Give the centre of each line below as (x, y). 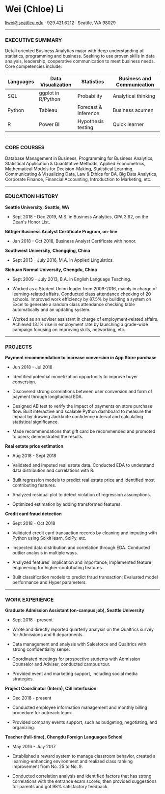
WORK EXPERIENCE (29, 600)
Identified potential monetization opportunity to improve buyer (75, 377)
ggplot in (49, 93)
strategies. (23, 679)
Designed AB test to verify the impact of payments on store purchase (82, 406)
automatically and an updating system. (51, 309)
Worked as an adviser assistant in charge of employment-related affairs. (85, 319)
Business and (135, 79)
